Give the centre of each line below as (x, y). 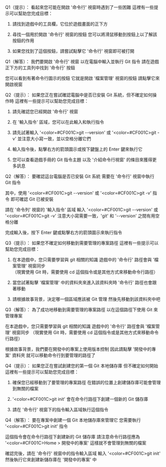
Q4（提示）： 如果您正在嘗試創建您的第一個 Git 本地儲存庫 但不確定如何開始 (82, 366)
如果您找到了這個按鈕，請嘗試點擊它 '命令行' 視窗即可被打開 (73, 51)
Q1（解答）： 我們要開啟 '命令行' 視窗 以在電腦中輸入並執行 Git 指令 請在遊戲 (82, 61)
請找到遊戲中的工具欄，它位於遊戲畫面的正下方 (60, 24)
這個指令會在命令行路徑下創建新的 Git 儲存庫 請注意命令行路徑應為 (73, 437)
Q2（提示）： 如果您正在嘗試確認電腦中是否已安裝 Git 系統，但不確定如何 (79, 95)
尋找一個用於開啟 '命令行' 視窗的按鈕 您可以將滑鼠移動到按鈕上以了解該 (85, 34)
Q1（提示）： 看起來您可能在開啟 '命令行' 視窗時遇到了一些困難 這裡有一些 (80, 7)
